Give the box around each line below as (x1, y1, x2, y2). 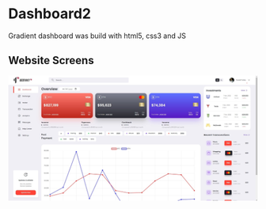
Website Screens (8, 54, 94, 67)
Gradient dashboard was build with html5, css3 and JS (8, 31, 186, 40)
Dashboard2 (8, 5, 91, 23)
